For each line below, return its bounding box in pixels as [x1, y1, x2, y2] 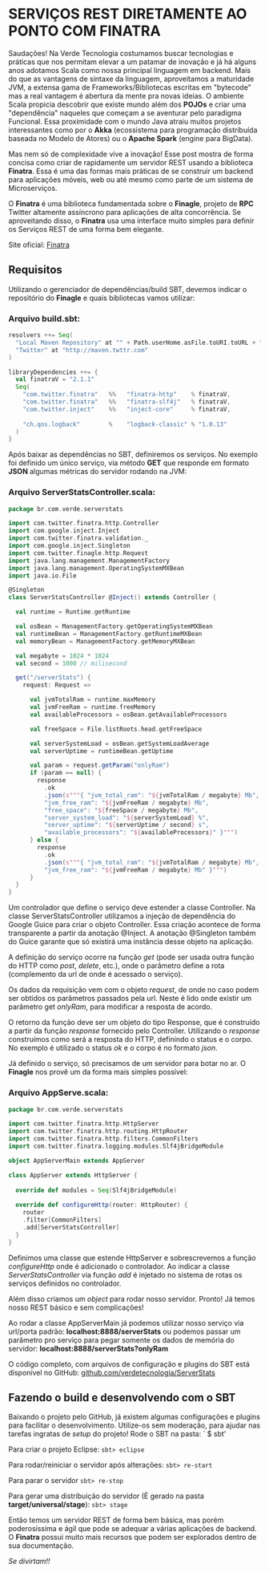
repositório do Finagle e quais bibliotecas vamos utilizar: [8, 293, 195, 302]
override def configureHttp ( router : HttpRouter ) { [15, 1201, 188, 1209]
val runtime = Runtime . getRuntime [15, 608, 130, 616]
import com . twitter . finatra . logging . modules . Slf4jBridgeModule [8, 1142, 224, 1151]
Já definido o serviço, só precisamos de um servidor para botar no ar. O [8, 1059, 247, 1068]
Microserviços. [8, 183, 58, 192]
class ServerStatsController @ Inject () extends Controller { [8, 594, 217, 602]
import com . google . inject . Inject [8, 527, 120, 535]
